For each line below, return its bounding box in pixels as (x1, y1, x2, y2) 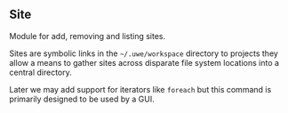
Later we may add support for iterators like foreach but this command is (9, 84, 272, 94)
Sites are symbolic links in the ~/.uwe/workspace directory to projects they (9, 48, 278, 59)
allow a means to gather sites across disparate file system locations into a (9, 57, 280, 68)
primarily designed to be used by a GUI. (9, 93, 155, 104)
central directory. (9, 67, 73, 77)
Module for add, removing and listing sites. (9, 30, 166, 41)
